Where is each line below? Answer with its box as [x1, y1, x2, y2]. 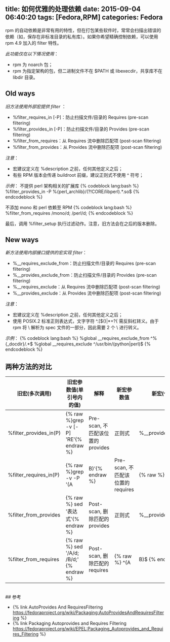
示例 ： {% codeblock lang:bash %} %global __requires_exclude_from [5, 335, 150, 341]
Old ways [5, 89, 35, 98]
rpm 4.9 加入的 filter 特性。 [5, 40, 62, 46]
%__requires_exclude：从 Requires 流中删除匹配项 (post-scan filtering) [12, 284, 160, 290]
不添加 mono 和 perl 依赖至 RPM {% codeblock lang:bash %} [5, 204, 132, 210]
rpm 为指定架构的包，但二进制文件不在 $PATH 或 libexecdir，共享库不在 [12, 68, 163, 74]
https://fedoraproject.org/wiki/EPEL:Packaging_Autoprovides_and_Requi [12, 626, 163, 632]
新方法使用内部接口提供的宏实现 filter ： [5, 249, 87, 255]
